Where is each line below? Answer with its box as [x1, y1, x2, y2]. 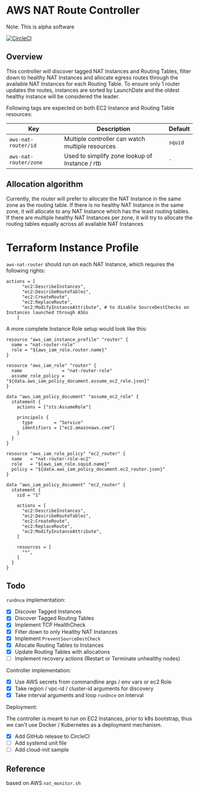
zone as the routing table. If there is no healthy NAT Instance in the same [6, 201, 184, 208]
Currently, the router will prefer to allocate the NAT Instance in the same [6, 195, 182, 202]
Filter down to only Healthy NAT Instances [14, 628, 118, 635]
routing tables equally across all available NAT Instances [6, 220, 144, 227]
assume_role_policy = [11, 373, 65, 379]
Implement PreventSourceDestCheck [14, 635, 101, 642]
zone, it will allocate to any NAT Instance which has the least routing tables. [6, 207, 190, 215]
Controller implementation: [6, 666, 71, 673]
